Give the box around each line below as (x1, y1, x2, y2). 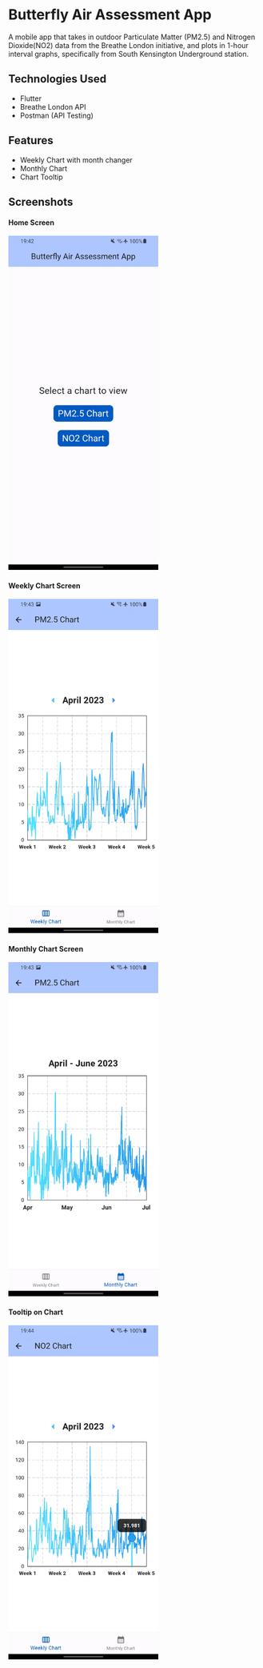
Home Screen (8, 218, 54, 227)
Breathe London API (19, 102, 86, 111)
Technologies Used (8, 72, 106, 86)
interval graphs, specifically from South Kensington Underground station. (8, 49, 249, 58)
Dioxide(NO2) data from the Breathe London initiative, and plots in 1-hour (8, 40, 249, 50)
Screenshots (8, 194, 74, 209)
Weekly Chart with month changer (19, 154, 133, 165)
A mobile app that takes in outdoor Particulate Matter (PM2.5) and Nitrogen (8, 32, 256, 42)
